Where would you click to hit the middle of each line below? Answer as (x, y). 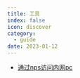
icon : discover (29, 27)
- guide (25, 40)
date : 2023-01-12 (33, 46)
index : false (26, 20)
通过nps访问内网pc (45, 67)
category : (22, 33)
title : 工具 (24, 14)
